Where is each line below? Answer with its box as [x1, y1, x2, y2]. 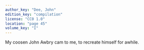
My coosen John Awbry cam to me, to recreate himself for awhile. [5, 39, 139, 45]
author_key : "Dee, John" [5, 7, 56, 12]
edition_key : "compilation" [5, 12, 63, 17]
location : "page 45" [5, 21, 48, 26]
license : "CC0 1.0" [5, 16, 45, 21]
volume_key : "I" [5, 26, 38, 31]
